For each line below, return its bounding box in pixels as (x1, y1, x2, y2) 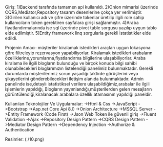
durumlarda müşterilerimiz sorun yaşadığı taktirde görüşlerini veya (5, 71, 138, 76)
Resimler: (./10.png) (5, 136, 44, 142)
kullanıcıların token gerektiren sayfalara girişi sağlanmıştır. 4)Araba (5, 20, 139, 25)
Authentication (5, 127, 35, 132)
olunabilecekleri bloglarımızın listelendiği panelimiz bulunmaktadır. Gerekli (5, 65, 154, 71)
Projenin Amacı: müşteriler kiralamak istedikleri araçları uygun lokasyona (5, 45, 151, 50)
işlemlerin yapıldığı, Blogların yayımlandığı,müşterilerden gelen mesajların (5, 86, 152, 92)
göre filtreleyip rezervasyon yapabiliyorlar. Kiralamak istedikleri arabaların (5, 50, 153, 56)
